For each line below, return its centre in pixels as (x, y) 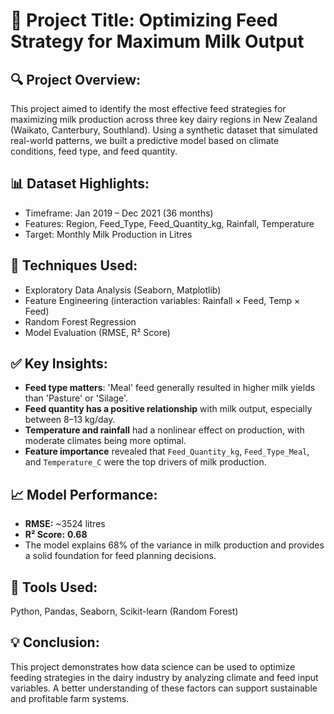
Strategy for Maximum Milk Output (157, 41)
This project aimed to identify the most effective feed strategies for (148, 108)
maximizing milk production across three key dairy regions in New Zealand (164, 119)
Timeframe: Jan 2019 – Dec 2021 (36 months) (119, 213)
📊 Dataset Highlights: (80, 184)
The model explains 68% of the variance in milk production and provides (174, 545)
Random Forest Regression (80, 321)
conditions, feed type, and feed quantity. (94, 151)
